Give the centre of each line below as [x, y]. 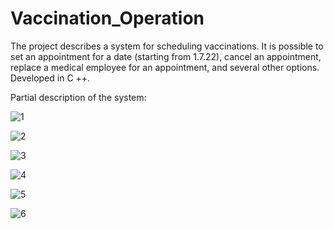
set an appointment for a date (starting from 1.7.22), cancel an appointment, [166, 56]
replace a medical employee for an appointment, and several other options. [165, 67]
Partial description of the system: [78, 97]
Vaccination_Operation [107, 18]
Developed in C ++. [50, 78]
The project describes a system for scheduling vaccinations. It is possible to [167, 46]
